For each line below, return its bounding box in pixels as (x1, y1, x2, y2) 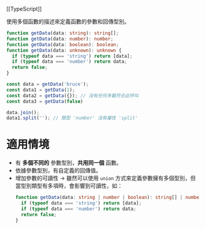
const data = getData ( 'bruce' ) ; (6, 81, 89, 87)
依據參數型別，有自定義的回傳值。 (15, 167, 102, 174)
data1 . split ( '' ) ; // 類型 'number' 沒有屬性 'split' (6, 115, 138, 122)
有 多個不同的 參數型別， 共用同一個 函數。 (15, 159, 122, 166)
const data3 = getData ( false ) (6, 98, 84, 104)
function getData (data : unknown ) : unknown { (6, 47, 122, 53)
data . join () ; (6, 109, 40, 115)
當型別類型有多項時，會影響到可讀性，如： (15, 182, 123, 190)
